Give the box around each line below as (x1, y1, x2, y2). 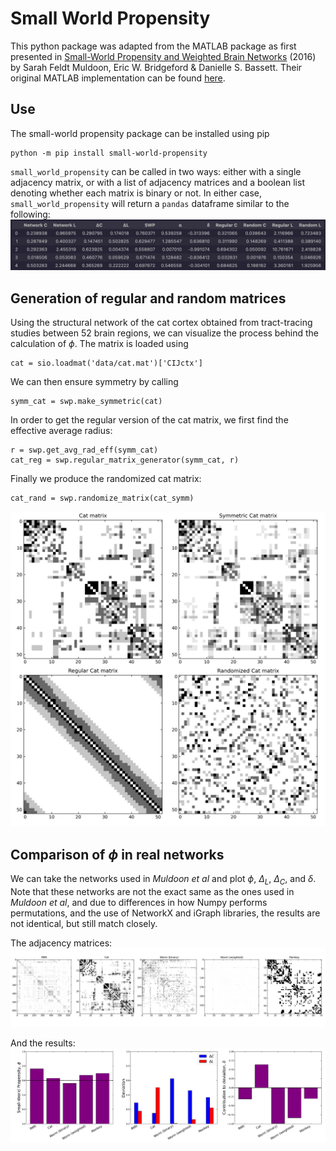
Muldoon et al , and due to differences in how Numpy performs (10, 896, 268, 908)
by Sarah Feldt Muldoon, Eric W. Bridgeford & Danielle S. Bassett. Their (10, 61, 303, 73)
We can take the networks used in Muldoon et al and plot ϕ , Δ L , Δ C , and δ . (10, 873, 317, 887)
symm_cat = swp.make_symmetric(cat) (10, 397, 163, 407)
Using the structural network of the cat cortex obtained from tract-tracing (10, 317, 313, 329)
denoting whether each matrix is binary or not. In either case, (10, 187, 263, 199)
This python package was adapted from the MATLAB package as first (10, 40, 297, 52)
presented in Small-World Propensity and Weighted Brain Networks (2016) (10, 50, 317, 62)
